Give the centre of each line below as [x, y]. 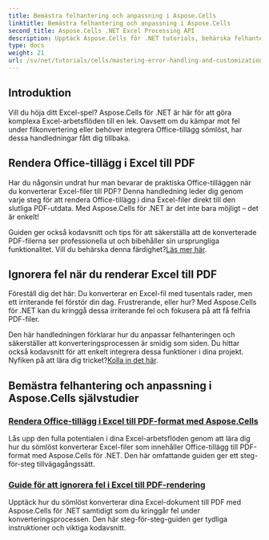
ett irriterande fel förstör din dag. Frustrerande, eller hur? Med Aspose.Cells [132, 302]
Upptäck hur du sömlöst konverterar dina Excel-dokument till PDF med [125, 502]
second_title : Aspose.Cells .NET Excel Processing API [102, 30]
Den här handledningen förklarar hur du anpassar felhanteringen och [122, 335]
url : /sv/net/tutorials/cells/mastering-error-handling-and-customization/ [137, 61]
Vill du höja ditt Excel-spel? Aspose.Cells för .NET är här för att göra [120, 112]
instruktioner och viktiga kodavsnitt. [67, 528]
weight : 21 [26, 53]
